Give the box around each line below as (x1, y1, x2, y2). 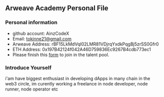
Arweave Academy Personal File (5, 4, 108, 12)
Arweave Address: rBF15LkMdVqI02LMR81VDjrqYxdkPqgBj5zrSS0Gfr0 (12, 41, 159, 47)
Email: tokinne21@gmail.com (12, 35, 71, 41)
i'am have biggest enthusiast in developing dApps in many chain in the (5, 75, 150, 81)
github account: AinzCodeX (12, 30, 69, 36)
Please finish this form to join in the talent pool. (12, 51, 109, 57)
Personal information (5, 19, 57, 26)
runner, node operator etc (5, 86, 58, 92)
